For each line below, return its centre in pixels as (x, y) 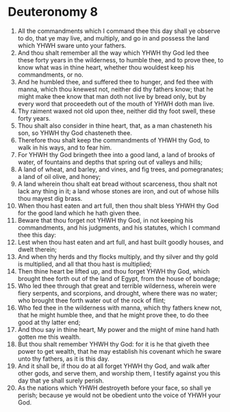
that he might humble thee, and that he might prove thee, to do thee (113, 315)
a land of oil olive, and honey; (59, 176)
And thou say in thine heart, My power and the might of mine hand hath (118, 329)
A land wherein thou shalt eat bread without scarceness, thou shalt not (117, 184)
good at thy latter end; (49, 322)
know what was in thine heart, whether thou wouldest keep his (106, 67)
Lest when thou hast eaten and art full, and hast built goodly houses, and (120, 242)
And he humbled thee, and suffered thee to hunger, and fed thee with (115, 82)
